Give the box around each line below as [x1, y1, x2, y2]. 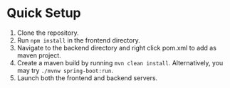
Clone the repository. [16, 28, 79, 37]
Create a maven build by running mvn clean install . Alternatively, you [16, 58, 224, 67]
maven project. [16, 51, 61, 60]
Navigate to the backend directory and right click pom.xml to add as [16, 43, 216, 52]
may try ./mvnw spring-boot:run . [16, 66, 113, 75]
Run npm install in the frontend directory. [16, 35, 140, 44]
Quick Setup [6, 5, 81, 21]
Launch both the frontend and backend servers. [16, 73, 158, 82]
